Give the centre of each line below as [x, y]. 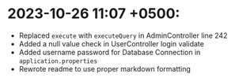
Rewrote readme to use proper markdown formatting [105, 68]
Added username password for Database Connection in [110, 52]
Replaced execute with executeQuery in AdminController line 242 [123, 35]
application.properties [58, 61]
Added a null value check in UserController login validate [112, 43]
